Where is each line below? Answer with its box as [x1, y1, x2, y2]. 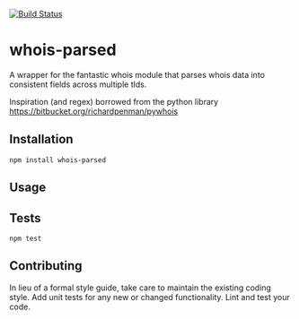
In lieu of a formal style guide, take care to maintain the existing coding [9, 282, 272, 293]
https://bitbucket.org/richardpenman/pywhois [9, 106, 179, 116]
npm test [9, 234, 42, 243]
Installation [9, 132, 74, 147]
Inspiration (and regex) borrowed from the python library [9, 96, 219, 107]
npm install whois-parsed [9, 155, 106, 165]
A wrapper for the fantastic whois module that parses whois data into [9, 69, 265, 80]
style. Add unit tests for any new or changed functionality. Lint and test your [9, 291, 290, 302]
